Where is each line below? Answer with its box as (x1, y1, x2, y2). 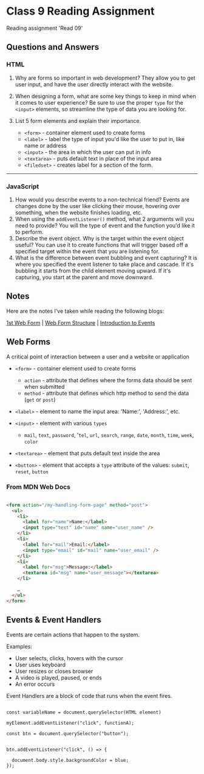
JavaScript (6, 182, 39, 190)
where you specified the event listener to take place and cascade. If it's (15, 260, 194, 268)
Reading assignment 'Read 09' (6, 24, 83, 32)
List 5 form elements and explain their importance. (15, 117, 141, 124)
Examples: (6, 643, 32, 650)
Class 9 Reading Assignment (6, 4, 155, 18)
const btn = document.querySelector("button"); (6, 730, 129, 737)
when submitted (24, 383, 65, 390)
